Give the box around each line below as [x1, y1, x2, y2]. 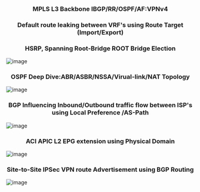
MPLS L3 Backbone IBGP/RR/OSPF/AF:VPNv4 [32, 5, 168, 13]
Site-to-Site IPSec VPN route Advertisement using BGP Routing [7, 165, 194, 174]
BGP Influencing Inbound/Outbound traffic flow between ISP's [8, 101, 193, 109]
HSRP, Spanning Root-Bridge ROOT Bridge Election [24, 44, 176, 52]
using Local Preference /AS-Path [51, 109, 149, 117]
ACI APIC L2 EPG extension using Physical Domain [26, 137, 175, 145]
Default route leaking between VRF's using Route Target [17, 20, 184, 29]
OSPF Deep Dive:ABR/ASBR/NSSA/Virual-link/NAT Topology [11, 73, 190, 81]
